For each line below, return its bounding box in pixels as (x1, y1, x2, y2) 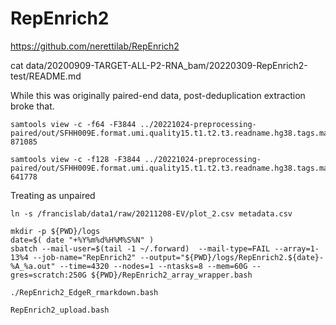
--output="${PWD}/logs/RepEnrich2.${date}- (139, 252, 325, 262)
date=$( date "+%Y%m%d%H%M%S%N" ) (10, 235, 155, 245)
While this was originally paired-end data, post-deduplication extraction (10, 89, 306, 101)
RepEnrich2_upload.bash (10, 305, 110, 315)
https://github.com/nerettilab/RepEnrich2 (10, 40, 180, 52)
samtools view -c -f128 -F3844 (10, 154, 141, 164)
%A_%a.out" (10, 261, 56, 271)
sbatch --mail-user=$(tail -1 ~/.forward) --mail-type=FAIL (10, 243, 271, 254)
